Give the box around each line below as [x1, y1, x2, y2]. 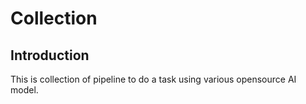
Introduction [10, 47, 90, 64]
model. [10, 84, 39, 96]
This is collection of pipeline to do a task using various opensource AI [10, 73, 297, 85]
